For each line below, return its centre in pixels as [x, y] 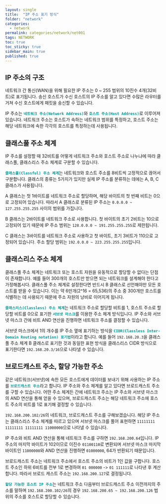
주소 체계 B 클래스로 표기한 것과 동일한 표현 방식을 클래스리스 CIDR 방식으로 [83, 343]
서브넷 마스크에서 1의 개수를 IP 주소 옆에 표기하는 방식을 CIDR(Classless [75, 330]
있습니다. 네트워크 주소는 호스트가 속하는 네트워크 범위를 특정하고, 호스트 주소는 [82, 120]
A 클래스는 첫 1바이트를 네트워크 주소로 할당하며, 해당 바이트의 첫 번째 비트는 [79, 196]
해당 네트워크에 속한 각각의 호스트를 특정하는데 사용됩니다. [61, 126]
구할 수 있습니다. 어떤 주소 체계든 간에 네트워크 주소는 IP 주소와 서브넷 [78, 392]
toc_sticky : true [23, 47]
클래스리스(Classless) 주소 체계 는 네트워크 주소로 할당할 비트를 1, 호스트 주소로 [81, 307]
